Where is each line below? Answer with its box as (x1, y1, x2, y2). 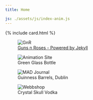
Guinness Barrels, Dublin (17, 74, 69, 80)
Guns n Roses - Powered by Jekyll (17, 45, 88, 50)
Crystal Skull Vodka (17, 89, 58, 95)
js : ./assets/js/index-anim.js (5, 16, 70, 21)
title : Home (5, 7, 30, 12)
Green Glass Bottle (17, 59, 56, 65)
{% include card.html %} (5, 30, 56, 36)
